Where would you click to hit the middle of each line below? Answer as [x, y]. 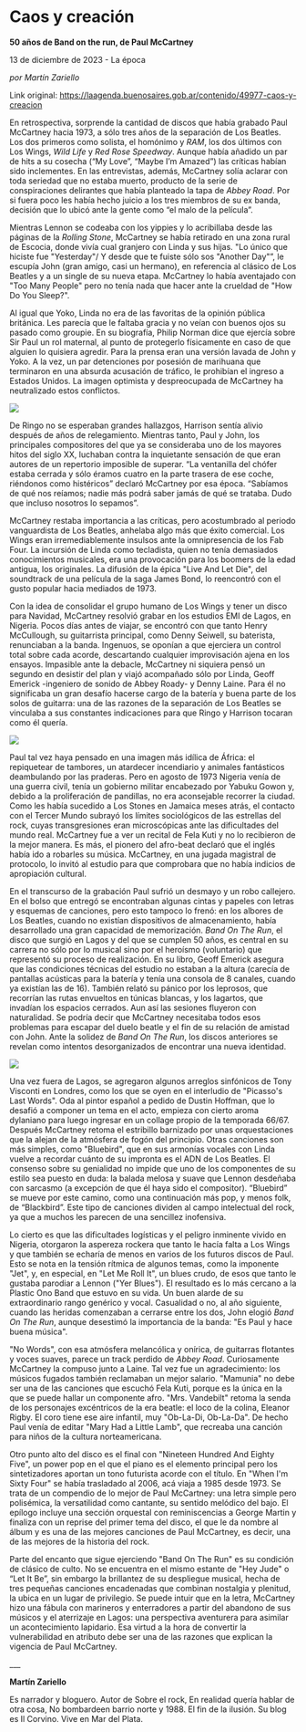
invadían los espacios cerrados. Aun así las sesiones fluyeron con [133, 1007]
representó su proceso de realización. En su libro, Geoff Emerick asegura [147, 959]
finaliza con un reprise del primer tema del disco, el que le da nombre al [144, 1522]
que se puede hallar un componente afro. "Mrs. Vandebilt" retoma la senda [150, 1397]
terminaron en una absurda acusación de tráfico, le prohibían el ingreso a [147, 370]
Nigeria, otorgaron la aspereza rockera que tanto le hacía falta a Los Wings [150, 1244]
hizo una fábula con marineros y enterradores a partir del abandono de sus [150, 1607]
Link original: [33, 95]
